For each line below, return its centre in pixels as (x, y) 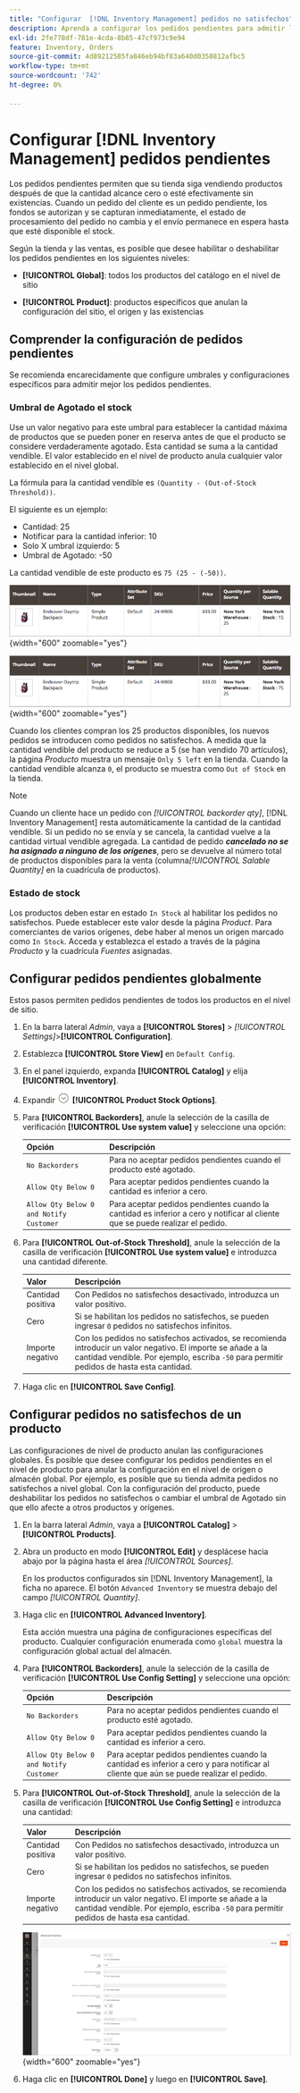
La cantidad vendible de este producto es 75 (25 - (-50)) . (118, 572)
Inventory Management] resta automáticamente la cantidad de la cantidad (145, 823)
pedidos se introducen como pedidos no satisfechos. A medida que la (138, 740)
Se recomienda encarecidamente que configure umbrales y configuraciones (150, 375)
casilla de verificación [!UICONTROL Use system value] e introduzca (150, 1253)
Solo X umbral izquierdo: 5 (71, 545)
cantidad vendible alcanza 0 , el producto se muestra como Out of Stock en (148, 769)
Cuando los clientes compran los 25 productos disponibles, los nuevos (139, 731)
